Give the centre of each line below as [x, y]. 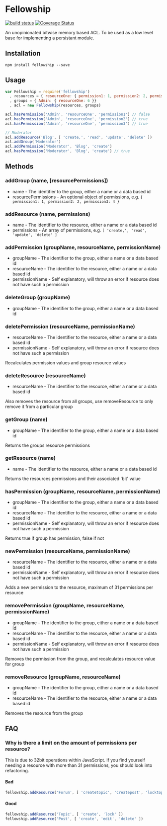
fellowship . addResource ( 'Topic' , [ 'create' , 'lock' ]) [64, 814]
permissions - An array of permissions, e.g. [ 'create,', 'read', [80, 230]
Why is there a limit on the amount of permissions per [71, 743]
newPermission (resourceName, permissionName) [68, 551]
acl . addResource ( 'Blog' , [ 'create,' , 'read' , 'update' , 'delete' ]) [79, 137]
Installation [23, 53]
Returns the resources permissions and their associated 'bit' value [73, 479]
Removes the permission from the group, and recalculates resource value [80, 659]
